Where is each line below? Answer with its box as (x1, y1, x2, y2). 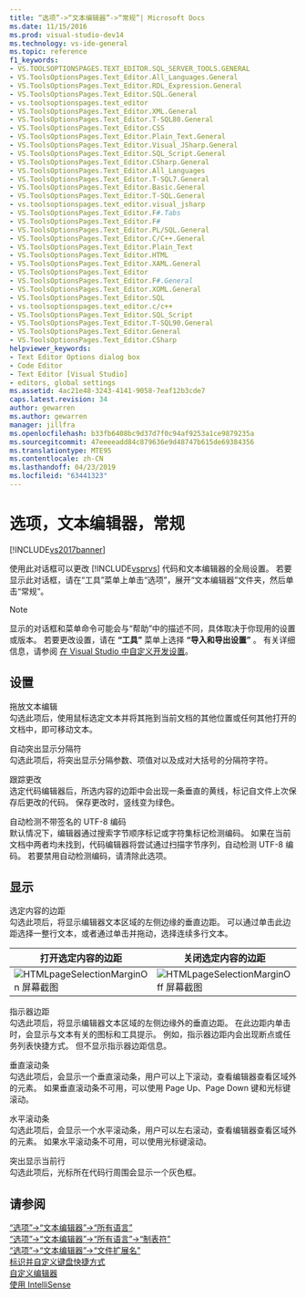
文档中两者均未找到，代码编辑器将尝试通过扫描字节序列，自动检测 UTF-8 (9, 838, 284, 849)
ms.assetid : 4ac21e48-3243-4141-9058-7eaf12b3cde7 (9, 387, 206, 396)
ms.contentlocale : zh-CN (9, 454, 104, 463)
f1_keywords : (9, 56, 59, 65)
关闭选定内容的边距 (183, 952, 266, 965)
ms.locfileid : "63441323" (9, 472, 107, 481)
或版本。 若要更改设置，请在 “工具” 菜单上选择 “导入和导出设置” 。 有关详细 (9, 634, 296, 645)
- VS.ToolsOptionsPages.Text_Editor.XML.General (9, 107, 198, 116)
